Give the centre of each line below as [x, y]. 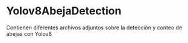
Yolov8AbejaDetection [64, 11]
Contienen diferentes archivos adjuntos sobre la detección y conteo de [94, 27]
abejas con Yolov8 [29, 33]
